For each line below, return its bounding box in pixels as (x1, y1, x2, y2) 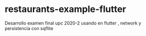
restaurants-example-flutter (5, 3, 127, 15)
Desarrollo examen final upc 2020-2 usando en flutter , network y (5, 20, 141, 26)
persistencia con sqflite (5, 25, 54, 31)
